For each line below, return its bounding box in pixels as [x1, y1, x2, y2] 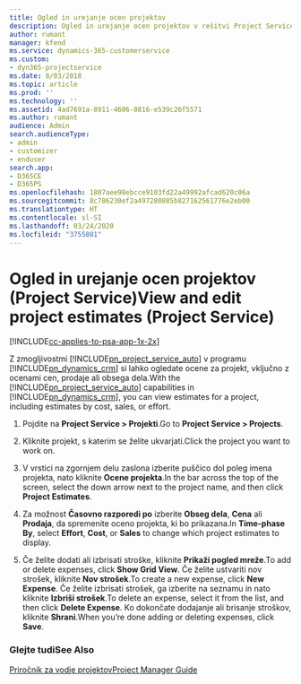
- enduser [9, 154, 47, 164]
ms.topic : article [9, 80, 78, 89]
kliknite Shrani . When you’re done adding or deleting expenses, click [21, 611, 275, 623]
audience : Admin [9, 122, 70, 131]
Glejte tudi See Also [9, 644, 95, 656]
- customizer [9, 146, 58, 155]
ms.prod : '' [9, 88, 54, 97]
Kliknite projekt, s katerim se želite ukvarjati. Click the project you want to [21, 436, 291, 446]
